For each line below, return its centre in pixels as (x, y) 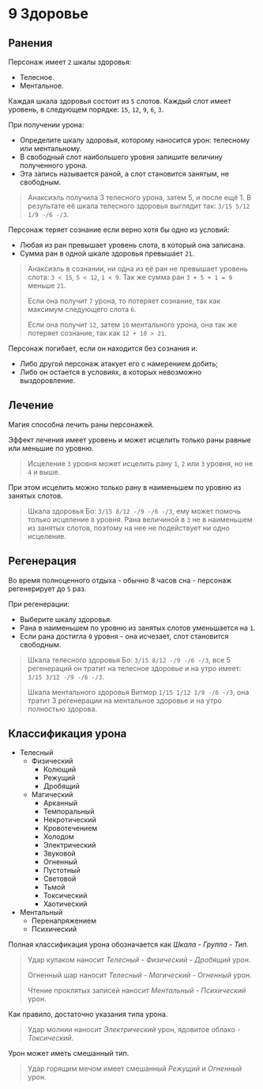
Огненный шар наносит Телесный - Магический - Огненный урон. (139, 975)
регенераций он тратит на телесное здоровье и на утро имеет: (134, 668)
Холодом (58, 837)
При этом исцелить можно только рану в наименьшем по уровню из (125, 487)
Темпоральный (69, 811)
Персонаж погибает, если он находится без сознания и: (103, 348)
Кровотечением (70, 829)
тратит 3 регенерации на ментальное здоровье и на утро (125, 700)
